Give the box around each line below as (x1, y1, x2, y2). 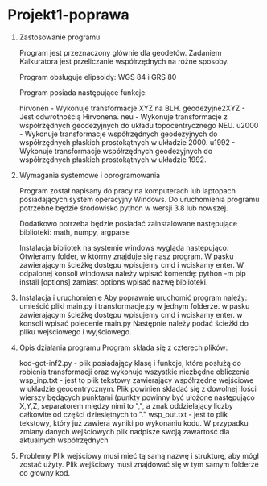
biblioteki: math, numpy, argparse (18, 227, 130, 237)
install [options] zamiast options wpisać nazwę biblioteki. (18, 276, 208, 287)
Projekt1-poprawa (7, 6, 129, 24)
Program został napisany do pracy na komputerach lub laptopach (18, 185, 236, 195)
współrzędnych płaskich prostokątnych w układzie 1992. (18, 155, 207, 164)
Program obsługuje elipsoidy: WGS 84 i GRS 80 (18, 72, 177, 81)
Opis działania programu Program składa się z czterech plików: (18, 343, 228, 352)
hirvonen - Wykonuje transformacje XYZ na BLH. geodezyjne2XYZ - (18, 103, 246, 113)
